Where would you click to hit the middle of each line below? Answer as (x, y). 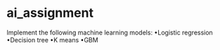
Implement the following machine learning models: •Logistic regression (110, 32)
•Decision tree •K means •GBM (53, 39)
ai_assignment (50, 13)
